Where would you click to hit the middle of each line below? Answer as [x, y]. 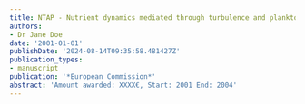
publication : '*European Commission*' [83, 77]
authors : [26, 26]
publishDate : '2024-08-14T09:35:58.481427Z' [95, 52]
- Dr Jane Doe [36, 34]
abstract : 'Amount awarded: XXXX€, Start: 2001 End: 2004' [123, 85]
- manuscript [34, 69]
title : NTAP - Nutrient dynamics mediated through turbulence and [138, 18]
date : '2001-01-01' [46, 43]
